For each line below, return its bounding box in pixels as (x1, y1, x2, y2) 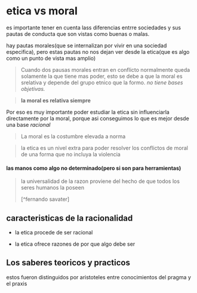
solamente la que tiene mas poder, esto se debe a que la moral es (20, 72, 183, 80)
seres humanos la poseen (20, 184, 85, 191)
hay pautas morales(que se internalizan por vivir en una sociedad (6, 42, 167, 49)
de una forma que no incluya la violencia (20, 151, 121, 158)
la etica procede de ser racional (14, 228, 93, 236)
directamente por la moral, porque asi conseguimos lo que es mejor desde (6, 115, 189, 122)
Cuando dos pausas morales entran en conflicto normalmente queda (20, 66, 190, 73)
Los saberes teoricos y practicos (6, 258, 130, 268)
